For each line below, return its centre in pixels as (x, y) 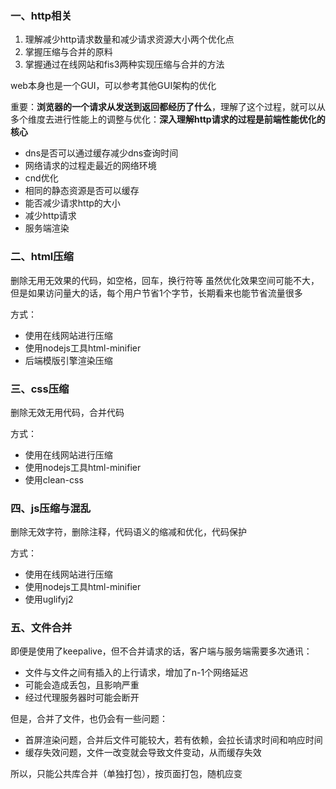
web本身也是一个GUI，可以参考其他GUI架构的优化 (113, 86)
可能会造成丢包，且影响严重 (82, 685)
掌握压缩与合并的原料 (68, 52)
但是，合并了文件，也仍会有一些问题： (89, 719)
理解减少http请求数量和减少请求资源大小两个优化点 (129, 39)
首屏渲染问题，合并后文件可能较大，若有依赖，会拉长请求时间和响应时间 (173, 740)
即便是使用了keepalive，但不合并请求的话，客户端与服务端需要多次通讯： (161, 651)
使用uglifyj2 (49, 599)
